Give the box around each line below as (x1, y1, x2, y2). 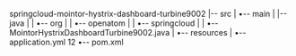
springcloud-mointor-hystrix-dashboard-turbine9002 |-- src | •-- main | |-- (9, 9, 288, 19)
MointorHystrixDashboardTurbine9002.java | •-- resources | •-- (9, 28, 247, 37)
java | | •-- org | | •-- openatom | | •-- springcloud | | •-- (9, 18, 219, 28)
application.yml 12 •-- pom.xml (9, 36, 124, 47)
